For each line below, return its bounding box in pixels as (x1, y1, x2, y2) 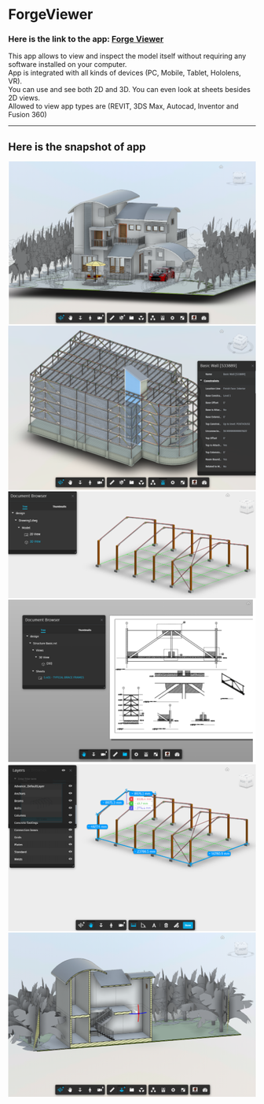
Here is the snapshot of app (8, 140, 146, 153)
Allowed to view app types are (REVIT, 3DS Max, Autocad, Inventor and (8, 102, 239, 111)
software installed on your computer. (8, 60, 127, 69)
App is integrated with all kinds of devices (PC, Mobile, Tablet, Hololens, (8, 68, 241, 78)
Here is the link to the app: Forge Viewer (8, 34, 164, 45)
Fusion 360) (8, 110, 47, 120)
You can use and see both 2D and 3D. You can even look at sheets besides (8, 85, 251, 94)
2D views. (8, 93, 41, 103)
